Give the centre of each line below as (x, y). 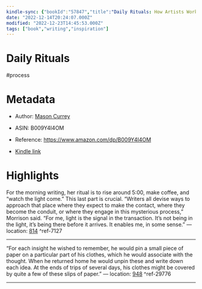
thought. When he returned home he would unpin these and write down (95, 261)
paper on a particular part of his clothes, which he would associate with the (99, 255)
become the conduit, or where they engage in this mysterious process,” (95, 212)
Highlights (32, 176)
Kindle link (28, 151)
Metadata (31, 100)
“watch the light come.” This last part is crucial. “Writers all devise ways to (98, 199)
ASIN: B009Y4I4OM (39, 128)
